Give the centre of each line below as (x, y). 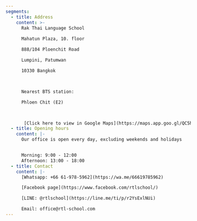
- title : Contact (32, 166)
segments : (18, 11)
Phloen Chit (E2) (42, 102)
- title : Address (32, 17)
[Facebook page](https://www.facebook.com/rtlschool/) (90, 188)
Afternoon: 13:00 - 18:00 (53, 160)
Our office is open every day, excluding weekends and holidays (101, 140)
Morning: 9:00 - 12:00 (49, 155)
